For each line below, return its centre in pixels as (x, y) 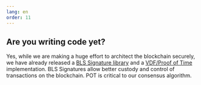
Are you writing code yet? (56, 42)
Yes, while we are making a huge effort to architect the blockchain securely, (101, 56)
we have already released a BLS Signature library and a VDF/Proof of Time (99, 63)
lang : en (17, 12)
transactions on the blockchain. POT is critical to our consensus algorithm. (99, 75)
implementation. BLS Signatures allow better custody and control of (91, 69)
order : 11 (19, 17)
